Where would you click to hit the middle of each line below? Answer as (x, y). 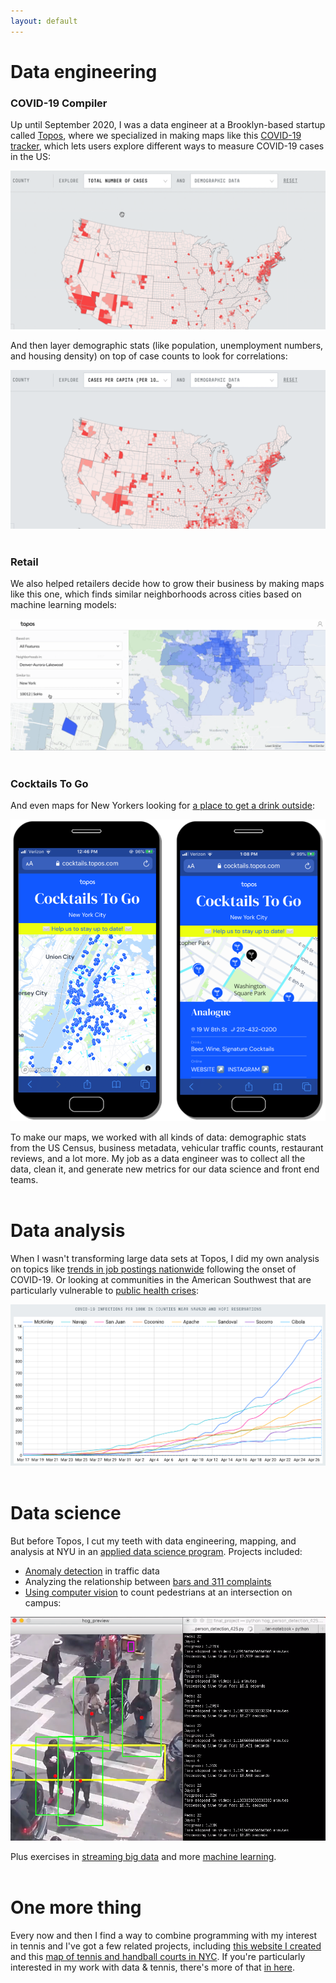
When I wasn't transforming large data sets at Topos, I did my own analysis (165, 1259)
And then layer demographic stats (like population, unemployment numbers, (167, 346)
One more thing (76, 1907)
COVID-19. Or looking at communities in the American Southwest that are (161, 1280)
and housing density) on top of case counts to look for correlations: (149, 356)
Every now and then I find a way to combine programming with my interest (164, 1935)
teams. (24, 1180)
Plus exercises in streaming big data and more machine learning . (143, 1857)
